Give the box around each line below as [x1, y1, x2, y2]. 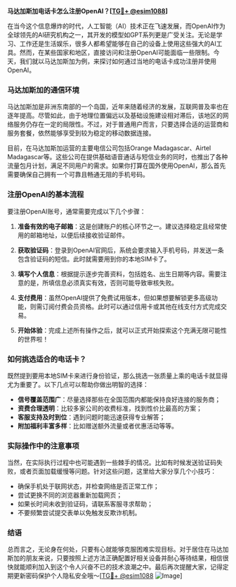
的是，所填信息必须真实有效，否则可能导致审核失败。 [23, 278, 178, 287]
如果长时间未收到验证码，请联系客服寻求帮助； [17, 500, 153, 508]
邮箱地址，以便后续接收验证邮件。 [29, 230, 129, 239]
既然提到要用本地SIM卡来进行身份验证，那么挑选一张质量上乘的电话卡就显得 [7, 371, 228, 380]
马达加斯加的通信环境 [7, 85, 79, 94]
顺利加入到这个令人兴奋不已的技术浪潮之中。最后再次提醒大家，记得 [25, 563, 223, 571]
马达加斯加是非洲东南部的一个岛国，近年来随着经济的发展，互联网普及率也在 [7, 102, 229, 111]
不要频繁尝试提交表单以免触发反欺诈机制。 [17, 509, 141, 517]
